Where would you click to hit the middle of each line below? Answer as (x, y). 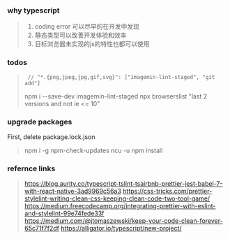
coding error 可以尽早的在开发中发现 (87, 27)
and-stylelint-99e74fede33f (64, 213)
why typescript (34, 10)
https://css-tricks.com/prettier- (168, 191)
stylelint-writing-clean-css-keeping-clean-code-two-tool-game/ (117, 198)
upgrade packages (40, 122)
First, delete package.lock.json (51, 137)
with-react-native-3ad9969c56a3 (73, 191)
